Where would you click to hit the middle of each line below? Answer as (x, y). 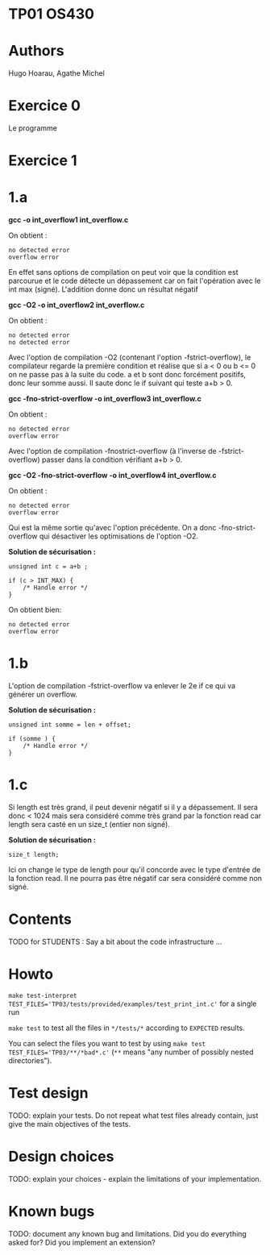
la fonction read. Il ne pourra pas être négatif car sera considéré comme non (135, 879)
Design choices (61, 1157)
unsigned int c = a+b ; (48, 567)
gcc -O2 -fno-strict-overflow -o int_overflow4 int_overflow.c (112, 476)
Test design (48, 1093)
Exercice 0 (44, 106)
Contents (40, 919)
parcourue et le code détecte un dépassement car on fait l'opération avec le (135, 281)
